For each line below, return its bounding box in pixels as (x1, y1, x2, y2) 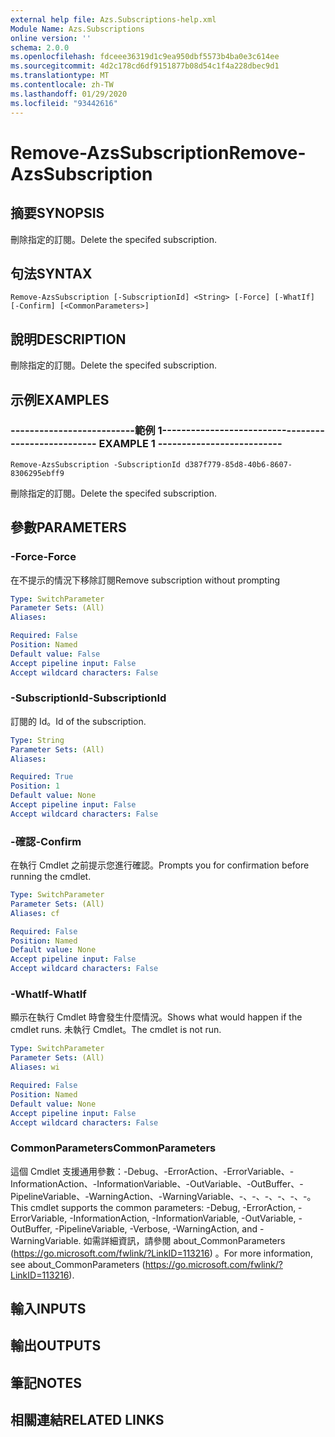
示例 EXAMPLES (10, 391, 110, 408)
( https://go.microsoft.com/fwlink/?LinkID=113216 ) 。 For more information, (10, 1247, 313, 1259)
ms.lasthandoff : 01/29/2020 (10, 89, 128, 99)
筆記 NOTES (10, 1374, 83, 1391)
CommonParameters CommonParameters (10, 1141, 217, 1155)
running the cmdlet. (10, 871, 92, 883)
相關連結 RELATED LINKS (10, 1412, 165, 1429)
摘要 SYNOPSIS (10, 205, 105, 222)
